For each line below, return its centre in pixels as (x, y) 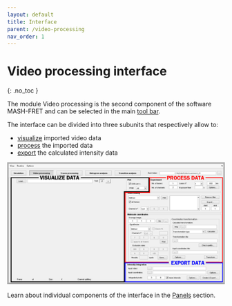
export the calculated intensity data (68, 153)
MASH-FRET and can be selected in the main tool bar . (84, 111)
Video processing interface (87, 71)
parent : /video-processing (46, 29)
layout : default (30, 15)
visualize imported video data (59, 138)
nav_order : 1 (26, 37)
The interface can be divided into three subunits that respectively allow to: (113, 125)
